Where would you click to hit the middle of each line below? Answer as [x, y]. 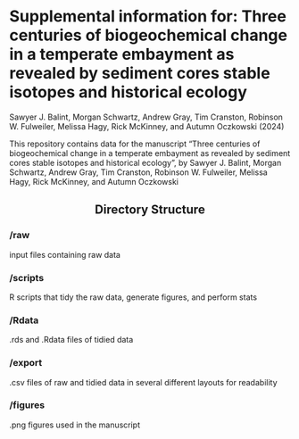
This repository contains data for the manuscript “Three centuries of [135, 144]
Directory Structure [150, 210]
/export [26, 363]
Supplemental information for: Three [148, 17]
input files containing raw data [65, 254]
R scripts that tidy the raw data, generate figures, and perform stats [133, 297]
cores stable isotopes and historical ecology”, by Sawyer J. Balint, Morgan [145, 162]
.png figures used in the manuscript [75, 425]
